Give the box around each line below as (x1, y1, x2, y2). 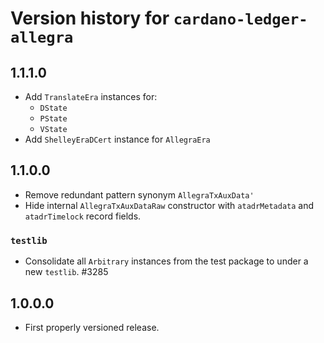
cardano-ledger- (173, 10, 308, 29)
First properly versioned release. (24, 321, 160, 333)
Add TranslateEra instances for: (24, 91, 158, 102)
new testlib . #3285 (24, 266, 109, 278)
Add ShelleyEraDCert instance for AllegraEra (24, 133, 211, 145)
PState (39, 114, 68, 124)
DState (39, 103, 68, 113)
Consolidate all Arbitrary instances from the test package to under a (24, 255, 309, 267)
